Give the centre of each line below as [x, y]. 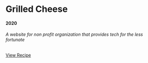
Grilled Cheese [37, 9]
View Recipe [18, 55]
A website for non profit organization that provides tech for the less [74, 34]
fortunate [15, 40]
